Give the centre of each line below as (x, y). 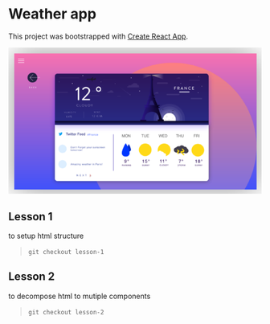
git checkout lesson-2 (66, 312)
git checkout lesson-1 (66, 252)
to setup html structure (46, 236)
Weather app (52, 14)
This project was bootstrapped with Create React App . (98, 36)
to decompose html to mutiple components (80, 296)
